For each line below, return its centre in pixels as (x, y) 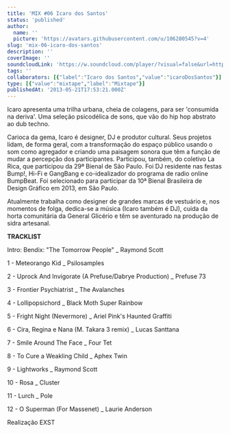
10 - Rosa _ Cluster (34, 383)
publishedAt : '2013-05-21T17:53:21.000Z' (67, 90)
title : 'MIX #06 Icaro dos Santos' (58, 13)
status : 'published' (37, 20)
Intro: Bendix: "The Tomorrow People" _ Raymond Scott (85, 250)
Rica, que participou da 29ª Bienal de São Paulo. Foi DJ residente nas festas (115, 166)
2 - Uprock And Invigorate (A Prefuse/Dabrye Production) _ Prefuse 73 (107, 276)
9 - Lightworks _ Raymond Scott (52, 369)
